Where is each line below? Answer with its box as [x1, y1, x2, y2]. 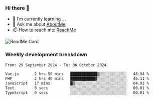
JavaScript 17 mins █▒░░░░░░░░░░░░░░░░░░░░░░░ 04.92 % [5, 81, 149, 86]
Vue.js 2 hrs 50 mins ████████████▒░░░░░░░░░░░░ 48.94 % [5, 71, 149, 77]
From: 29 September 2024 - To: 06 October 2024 [5, 62, 107, 67]
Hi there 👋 [5, 5, 30, 12]
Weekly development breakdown [5, 51, 88, 58]
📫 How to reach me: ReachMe [12, 27, 76, 33]
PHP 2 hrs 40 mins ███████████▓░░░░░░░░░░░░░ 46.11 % [5, 76, 149, 81]
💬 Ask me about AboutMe [12, 21, 66, 27]
